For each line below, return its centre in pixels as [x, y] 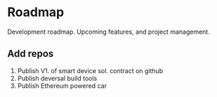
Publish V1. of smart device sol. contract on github [90, 70]
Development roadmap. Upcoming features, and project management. [109, 32]
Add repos [31, 54]
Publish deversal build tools [57, 78]
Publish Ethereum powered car [62, 86]
